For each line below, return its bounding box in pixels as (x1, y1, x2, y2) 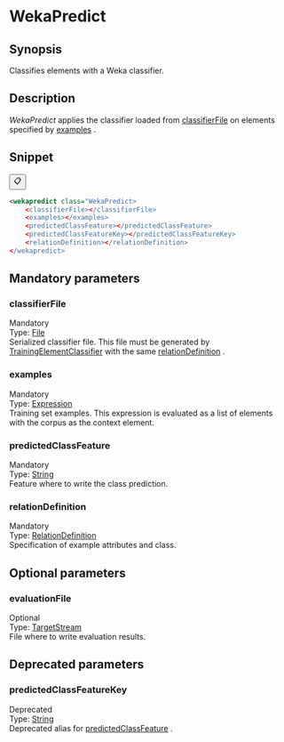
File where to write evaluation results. (9, 632, 146, 642)
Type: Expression (9, 398, 73, 408)
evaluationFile (9, 592, 72, 604)
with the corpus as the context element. (9, 416, 155, 428)
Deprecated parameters (9, 657, 145, 673)
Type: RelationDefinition (9, 530, 97, 541)
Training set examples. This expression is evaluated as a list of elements (9, 407, 273, 418)
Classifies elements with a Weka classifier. (9, 65, 164, 76)
